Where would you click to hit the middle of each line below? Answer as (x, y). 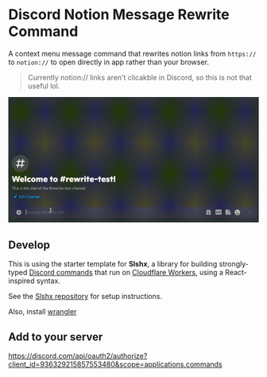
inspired (21, 281)
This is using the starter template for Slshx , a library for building (113, 264)
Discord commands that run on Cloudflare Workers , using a (126, 273)
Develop (29, 245)
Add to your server (56, 337)
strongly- (234, 264)
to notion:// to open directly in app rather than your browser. (108, 62)
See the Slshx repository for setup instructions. (85, 297)
